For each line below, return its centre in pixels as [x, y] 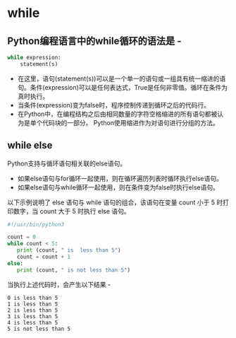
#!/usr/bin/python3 [36, 224]
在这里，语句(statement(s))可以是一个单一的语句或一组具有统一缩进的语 [122, 78]
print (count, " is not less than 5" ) [74, 270]
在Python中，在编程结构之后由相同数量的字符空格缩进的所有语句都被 [117, 114]
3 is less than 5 [33, 316]
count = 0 [22, 237]
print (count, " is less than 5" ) [69, 250]
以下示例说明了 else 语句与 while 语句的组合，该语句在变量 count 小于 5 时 [115, 202]
